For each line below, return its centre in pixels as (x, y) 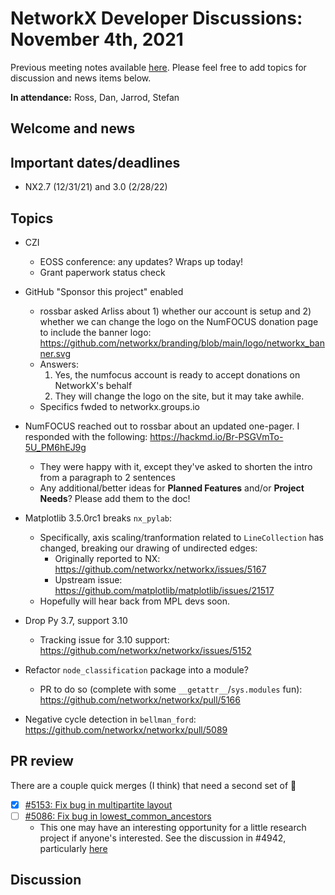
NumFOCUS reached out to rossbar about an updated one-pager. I (162, 426)
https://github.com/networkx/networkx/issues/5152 (145, 650)
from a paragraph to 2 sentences (107, 477)
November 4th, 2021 (97, 39)
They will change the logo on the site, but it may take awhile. (179, 396)
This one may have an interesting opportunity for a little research (173, 827)
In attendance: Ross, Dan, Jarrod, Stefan (95, 97)
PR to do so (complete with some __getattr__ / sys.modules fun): (171, 689)
